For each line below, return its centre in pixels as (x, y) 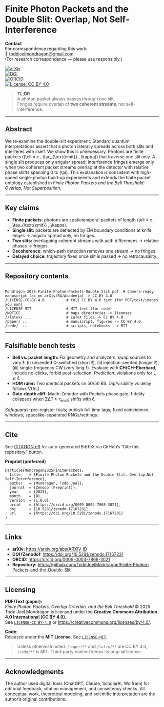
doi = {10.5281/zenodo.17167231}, (50, 509)
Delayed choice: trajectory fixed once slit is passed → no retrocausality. (85, 256)
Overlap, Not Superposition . (33, 188)
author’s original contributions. (36, 699)
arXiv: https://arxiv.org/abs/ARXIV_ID (50, 549)
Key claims (22, 208)
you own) (14, 305)
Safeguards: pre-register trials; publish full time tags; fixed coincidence (77, 410)
